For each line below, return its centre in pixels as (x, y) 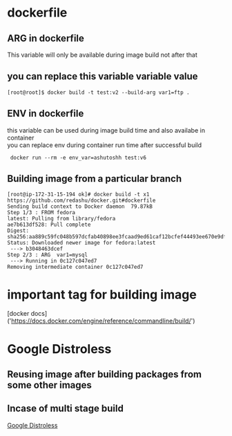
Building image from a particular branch (94, 179)
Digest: (18, 231)
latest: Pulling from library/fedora (61, 219)
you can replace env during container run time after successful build (105, 145)
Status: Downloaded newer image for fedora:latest (81, 243)
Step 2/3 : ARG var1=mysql (48, 255)
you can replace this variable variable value (103, 76)
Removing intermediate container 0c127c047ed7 (75, 267)
